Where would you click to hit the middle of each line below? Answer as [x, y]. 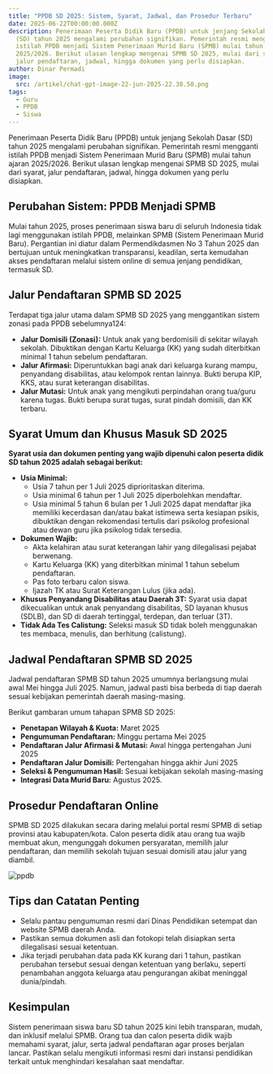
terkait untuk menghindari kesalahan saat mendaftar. [96, 1061]
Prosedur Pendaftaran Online [84, 805]
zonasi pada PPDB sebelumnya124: [67, 324]
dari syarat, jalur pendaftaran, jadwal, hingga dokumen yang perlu [119, 172]
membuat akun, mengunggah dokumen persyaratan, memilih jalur [119, 843]
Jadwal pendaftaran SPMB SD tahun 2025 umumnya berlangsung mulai [128, 679]
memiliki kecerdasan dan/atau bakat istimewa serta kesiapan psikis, [146, 513]
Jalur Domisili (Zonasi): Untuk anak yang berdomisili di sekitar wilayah [139, 339]
